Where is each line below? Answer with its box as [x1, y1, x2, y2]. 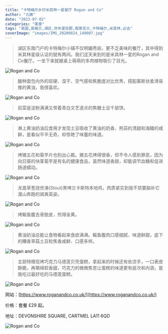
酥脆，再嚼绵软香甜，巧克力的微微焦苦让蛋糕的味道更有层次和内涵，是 [17, 265, 163, 271]
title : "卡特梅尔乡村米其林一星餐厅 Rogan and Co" [5, 7, 104, 13]
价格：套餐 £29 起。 [5, 302, 47, 308]
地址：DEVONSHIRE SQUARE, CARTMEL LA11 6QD [5, 313, 110, 319]
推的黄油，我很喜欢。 [17, 84, 62, 90]
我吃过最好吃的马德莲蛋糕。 [17, 271, 75, 277]
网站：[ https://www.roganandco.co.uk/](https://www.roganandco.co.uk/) [5, 292, 157, 297]
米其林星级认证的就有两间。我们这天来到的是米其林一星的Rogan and [17, 51, 159, 57]
